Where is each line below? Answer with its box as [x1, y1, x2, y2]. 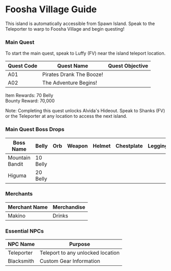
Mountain [8, 154, 31, 161]
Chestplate [115, 142, 143, 149]
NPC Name [8, 241, 35, 248]
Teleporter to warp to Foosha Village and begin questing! [5, 26, 125, 32]
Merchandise [52, 203, 85, 210]
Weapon [67, 142, 88, 149]
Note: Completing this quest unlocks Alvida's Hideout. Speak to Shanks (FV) [5, 108, 165, 114]
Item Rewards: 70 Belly [5, 92, 53, 98]
